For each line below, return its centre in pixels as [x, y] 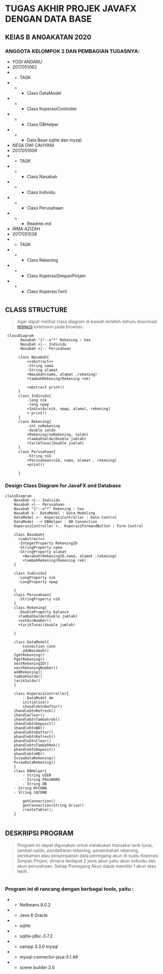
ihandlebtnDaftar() [43, 706]
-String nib [39, 456]
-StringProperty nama [40, 547]
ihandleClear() [29, 715]
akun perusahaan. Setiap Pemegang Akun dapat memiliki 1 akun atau [87, 866]
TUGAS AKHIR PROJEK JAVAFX [71, 9]
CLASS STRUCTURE [36, 310]
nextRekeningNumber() [36, 668]
